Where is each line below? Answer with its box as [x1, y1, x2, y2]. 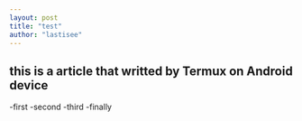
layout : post [9, 13, 59, 23]
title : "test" [9, 22, 63, 31]
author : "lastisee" [9, 30, 83, 39]
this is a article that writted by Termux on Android [9, 63, 293, 79]
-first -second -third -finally [9, 101, 113, 113]
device [9, 78, 49, 93]
